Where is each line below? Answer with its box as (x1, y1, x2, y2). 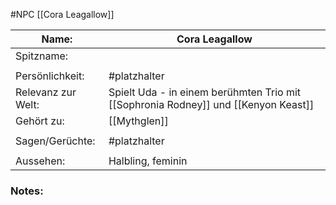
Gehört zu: (15, 114, 65, 128)
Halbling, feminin (108, 154, 188, 168)
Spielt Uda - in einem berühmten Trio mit (108, 85, 302, 99)
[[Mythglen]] (108, 114, 169, 128)
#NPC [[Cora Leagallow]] (10, 9, 115, 20)
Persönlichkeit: (15, 69, 85, 83)
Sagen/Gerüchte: (15, 134, 96, 148)
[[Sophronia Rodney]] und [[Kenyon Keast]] (108, 98, 315, 111)
